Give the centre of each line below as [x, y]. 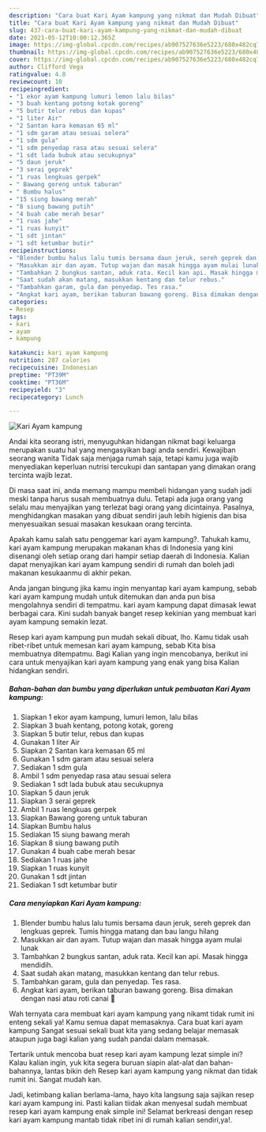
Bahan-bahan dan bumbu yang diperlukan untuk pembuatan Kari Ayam [130, 689]
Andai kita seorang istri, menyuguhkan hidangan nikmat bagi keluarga [122, 442]
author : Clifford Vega [46, 67]
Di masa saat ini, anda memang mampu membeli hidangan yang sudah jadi [130, 491]
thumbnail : [27, 52]
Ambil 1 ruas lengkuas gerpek [68, 810]
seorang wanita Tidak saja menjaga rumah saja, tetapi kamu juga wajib [124, 458]
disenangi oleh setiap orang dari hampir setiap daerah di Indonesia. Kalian [129, 556]
